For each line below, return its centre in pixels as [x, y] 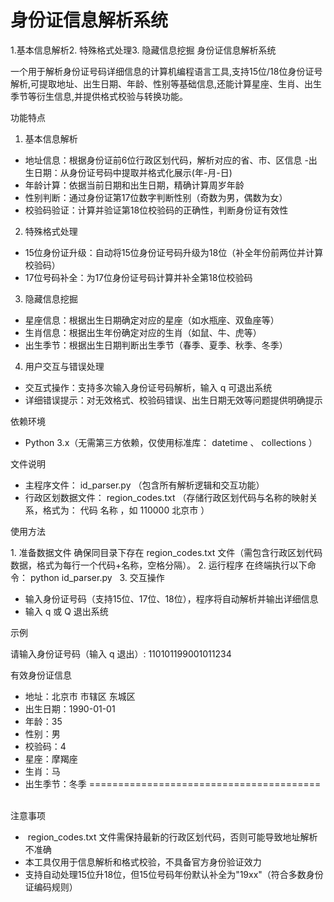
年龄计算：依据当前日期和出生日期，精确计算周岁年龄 [134, 185]
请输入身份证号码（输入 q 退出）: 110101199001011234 [121, 653]
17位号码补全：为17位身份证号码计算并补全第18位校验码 [138, 277]
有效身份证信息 [41, 675]
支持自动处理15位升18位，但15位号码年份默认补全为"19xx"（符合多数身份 [174, 874]
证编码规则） [51, 887]
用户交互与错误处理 [64, 366]
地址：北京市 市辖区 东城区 [80, 696]
